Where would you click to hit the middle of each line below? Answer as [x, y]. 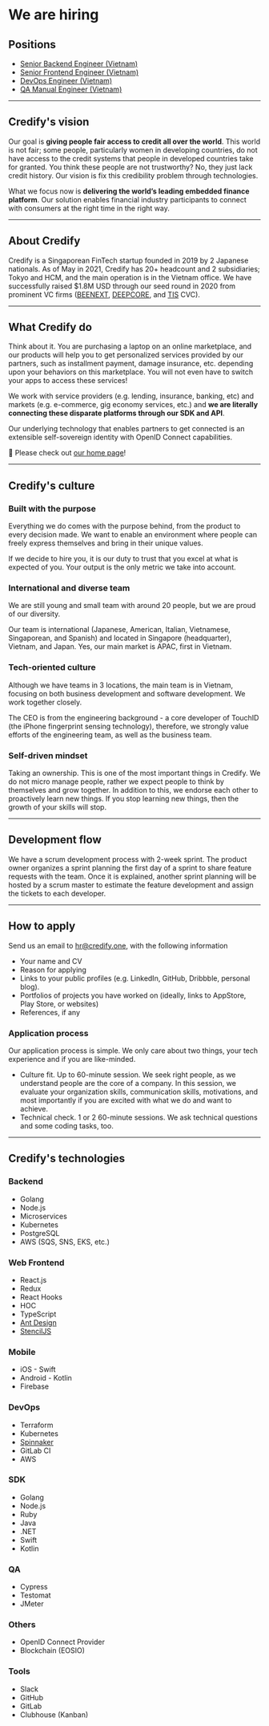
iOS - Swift [38, 1369]
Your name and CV [51, 961]
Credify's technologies [67, 1159]
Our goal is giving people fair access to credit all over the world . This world [134, 141]
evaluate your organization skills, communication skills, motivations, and [139, 1092]
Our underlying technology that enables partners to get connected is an [126, 429]
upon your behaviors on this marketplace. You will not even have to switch [131, 372]
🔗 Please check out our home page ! [67, 453]
